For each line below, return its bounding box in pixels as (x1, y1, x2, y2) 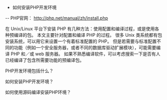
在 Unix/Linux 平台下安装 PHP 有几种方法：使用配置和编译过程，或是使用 (5, 26, 155, 32)
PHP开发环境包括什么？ (5, 68, 54, 74)
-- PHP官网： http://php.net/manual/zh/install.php (5, 15, 108, 21)
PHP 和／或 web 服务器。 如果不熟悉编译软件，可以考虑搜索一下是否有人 (10, 51, 160, 57)
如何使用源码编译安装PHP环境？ (5, 89, 71, 95)
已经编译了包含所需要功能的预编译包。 (5, 57, 84, 63)
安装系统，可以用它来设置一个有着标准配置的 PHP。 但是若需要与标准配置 (5, 38, 157, 44)
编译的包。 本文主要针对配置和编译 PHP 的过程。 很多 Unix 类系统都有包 (13, 32, 162, 38)
